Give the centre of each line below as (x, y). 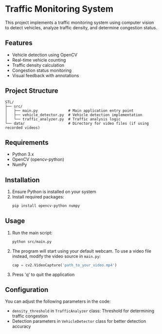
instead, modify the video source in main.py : (56, 256)
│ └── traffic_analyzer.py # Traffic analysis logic (63, 119)
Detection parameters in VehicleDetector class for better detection (79, 321)
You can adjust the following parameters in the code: (58, 301)
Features (19, 43)
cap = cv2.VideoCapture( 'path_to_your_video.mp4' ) (64, 265)
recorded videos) (23, 128)
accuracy (21, 326)
